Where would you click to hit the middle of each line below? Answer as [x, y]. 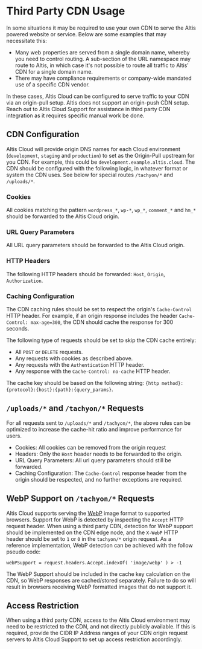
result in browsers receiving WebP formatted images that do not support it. [99, 587]
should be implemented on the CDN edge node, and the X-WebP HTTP [92, 532]
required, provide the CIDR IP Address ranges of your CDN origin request [97, 633]
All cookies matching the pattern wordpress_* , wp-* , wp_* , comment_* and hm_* [101, 210]
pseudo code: [24, 552]
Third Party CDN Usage [66, 11]
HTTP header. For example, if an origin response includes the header [92, 315]
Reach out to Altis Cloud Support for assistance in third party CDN [88, 109]
